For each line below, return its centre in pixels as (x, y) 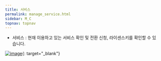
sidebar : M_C (18, 19)
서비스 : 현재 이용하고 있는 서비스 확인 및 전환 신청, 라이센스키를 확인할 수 (81, 38)
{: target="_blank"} (41, 54)
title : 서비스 (18, 10)
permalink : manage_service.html (38, 14)
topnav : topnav (20, 23)
